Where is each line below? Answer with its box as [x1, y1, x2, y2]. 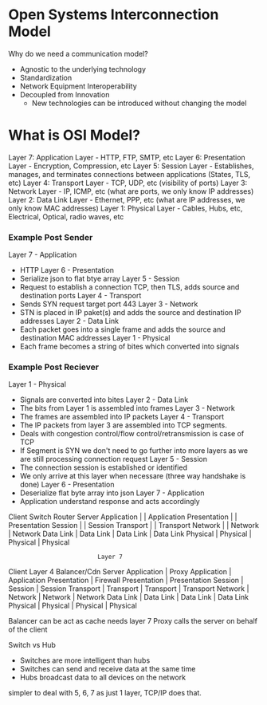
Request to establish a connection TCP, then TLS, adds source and [19, 282, 240, 292]
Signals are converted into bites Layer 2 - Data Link [19, 395, 189, 404]
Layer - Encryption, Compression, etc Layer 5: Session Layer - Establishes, [8, 161, 254, 171]
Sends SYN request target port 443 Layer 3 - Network [19, 299, 198, 309]
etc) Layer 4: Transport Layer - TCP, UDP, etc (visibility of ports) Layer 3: [8, 178, 248, 187]
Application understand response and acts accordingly [19, 497, 201, 506]
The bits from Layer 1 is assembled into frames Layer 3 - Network [19, 404, 235, 413]
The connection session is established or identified [19, 463, 187, 472]
